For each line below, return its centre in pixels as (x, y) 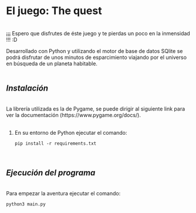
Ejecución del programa (51, 173)
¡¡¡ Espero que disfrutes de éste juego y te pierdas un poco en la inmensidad (98, 33)
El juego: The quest (54, 11)
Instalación (27, 89)
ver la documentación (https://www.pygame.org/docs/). (74, 115)
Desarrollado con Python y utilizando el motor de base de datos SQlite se (94, 51)
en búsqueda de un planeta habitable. (52, 64)
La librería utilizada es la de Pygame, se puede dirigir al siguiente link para (96, 109)
